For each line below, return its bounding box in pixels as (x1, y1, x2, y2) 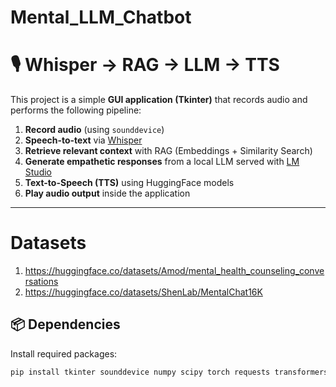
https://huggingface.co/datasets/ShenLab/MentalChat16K (24, 286, 263, 298)
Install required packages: (10, 347, 118, 360)
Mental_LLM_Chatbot (10, 6, 192, 29)
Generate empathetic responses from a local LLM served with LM (24, 156, 300, 168)
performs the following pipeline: (10, 104, 142, 116)
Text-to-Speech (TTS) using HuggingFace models (24, 177, 235, 189)
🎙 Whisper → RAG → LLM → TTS (10, 54, 280, 76)
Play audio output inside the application (24, 187, 191, 200)
